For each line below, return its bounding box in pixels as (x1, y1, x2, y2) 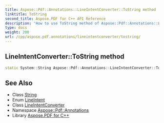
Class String (12, 92, 37, 98)
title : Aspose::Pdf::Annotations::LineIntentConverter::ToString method (5, 7, 156, 12)
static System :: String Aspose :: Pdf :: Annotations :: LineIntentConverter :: (5, 65, 156, 70)
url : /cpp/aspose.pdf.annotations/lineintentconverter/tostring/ (5, 35, 141, 40)
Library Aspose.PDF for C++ (12, 113, 70, 119)
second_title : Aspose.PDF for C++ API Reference (5, 16, 106, 21)
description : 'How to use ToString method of (5, 20, 99, 26)
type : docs (5, 25, 27, 30)
